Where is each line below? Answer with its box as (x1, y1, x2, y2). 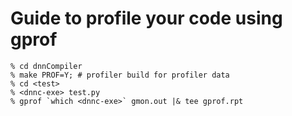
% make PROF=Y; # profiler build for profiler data (10, 70, 230, 80)
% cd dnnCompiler (10, 61, 83, 71)
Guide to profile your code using (10, 7, 283, 30)
